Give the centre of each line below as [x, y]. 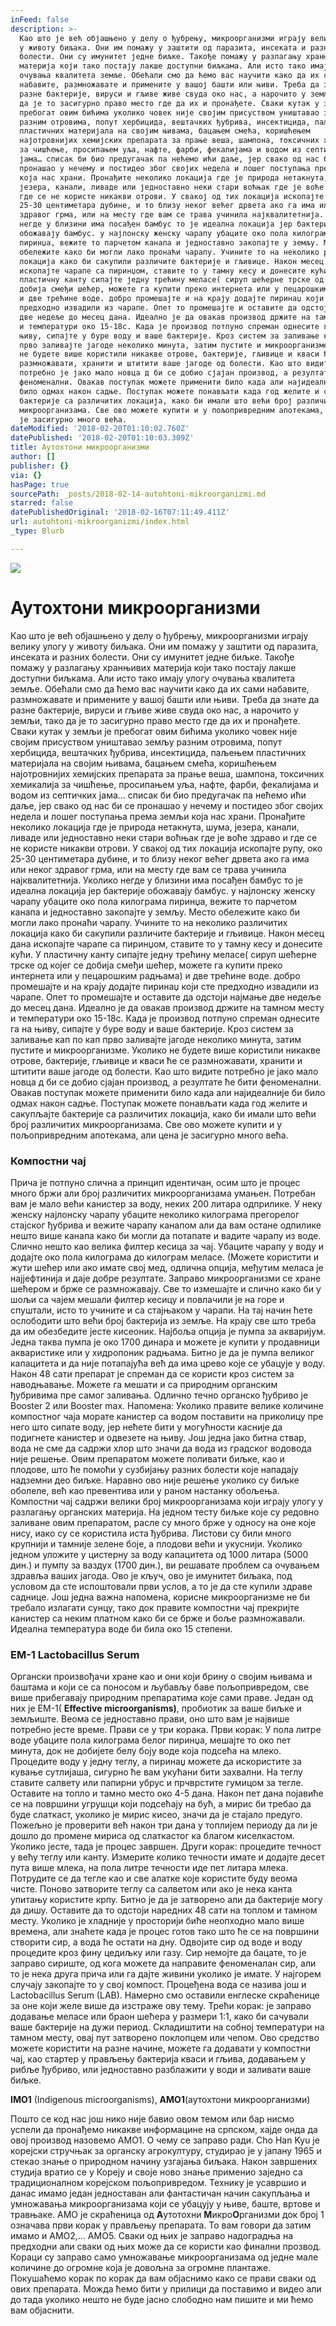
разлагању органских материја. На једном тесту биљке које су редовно [165, 1512]
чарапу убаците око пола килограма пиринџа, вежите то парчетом [153, 901]
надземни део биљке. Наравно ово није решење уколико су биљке [155, 1480]
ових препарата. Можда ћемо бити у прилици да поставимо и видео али [166, 2289]
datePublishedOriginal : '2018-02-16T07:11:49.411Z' [120, 512]
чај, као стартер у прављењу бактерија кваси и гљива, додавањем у [158, 2059]
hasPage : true [40, 484]
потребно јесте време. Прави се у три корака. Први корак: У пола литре [166, 1730]
